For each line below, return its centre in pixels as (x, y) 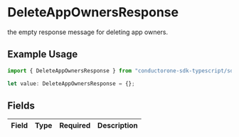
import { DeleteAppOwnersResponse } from (70, 71)
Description (118, 126)
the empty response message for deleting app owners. (88, 32)
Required (75, 126)
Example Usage (43, 54)
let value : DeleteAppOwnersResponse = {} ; (71, 83)
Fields (21, 105)
